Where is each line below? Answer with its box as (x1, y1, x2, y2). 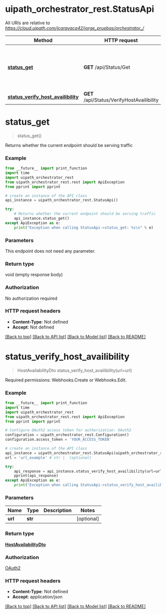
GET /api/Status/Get (83, 63, 130, 70)
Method (34, 37, 53, 44)
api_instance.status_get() (14, 216, 70, 221)
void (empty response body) (5, 272, 63, 278)
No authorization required (5, 295, 58, 301)
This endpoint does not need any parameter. (5, 248, 95, 254)
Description (43, 507, 72, 514)
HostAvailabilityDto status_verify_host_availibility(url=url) (17, 367, 132, 373)
